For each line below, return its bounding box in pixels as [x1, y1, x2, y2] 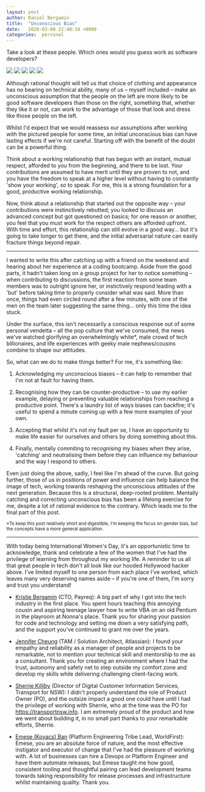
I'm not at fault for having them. [15, 377, 95, 384]
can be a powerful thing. [6, 143, 68, 151]
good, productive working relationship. [6, 188, 104, 195]
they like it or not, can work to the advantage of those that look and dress [6, 105, 191, 113]
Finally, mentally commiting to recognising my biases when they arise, [15, 445, 192, 452]
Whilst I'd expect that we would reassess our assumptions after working [6, 124, 187, 132]
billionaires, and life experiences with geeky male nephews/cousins [6, 340, 176, 347]
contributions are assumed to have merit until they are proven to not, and [6, 168, 190, 176]
